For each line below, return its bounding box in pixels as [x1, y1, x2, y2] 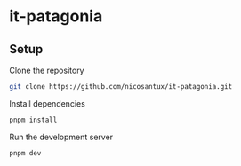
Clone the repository [9, 65, 84, 75]
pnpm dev [9, 148, 42, 157]
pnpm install [9, 115, 58, 124]
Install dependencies [9, 98, 86, 108]
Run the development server [9, 131, 114, 142]
